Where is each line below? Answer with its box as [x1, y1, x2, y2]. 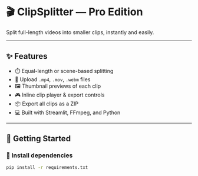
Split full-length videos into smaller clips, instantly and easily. [6, 28, 154, 36]
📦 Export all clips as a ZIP [14, 100, 78, 107]
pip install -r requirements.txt [6, 165, 88, 171]
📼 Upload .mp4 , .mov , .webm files [14, 75, 91, 83]
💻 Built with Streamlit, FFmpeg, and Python [14, 109, 121, 116]
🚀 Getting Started [6, 134, 71, 144]
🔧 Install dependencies [6, 151, 73, 160]
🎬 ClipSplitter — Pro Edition [6, 5, 143, 19]
